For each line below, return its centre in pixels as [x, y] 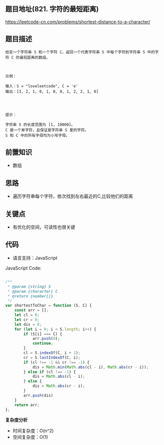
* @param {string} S [29, 287]
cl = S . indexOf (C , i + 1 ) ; [52, 353]
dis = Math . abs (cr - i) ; [59, 386]
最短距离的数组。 [35, 58]
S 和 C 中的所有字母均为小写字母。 [38, 135]
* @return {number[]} [30, 296]
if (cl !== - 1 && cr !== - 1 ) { [57, 362]
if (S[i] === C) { [43, 334]
